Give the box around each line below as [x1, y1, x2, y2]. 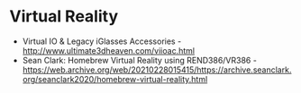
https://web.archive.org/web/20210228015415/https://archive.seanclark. [22, 64, 292, 75]
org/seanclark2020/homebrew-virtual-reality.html [22, 73, 208, 84]
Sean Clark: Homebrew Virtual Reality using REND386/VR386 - [22, 55, 257, 65]
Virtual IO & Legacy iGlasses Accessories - [22, 36, 182, 46]
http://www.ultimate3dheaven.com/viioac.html [22, 45, 196, 55]
